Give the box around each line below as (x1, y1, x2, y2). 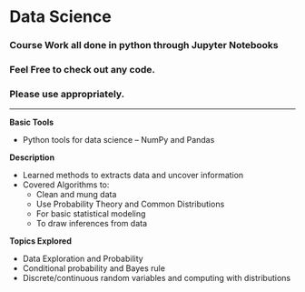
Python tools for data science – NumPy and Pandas (22, 135, 215, 146)
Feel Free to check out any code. (9, 64, 156, 76)
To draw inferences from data (35, 218, 148, 229)
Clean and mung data (35, 189, 117, 200)
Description (9, 152, 55, 163)
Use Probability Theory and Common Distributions (35, 198, 225, 210)
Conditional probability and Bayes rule (22, 263, 166, 274)
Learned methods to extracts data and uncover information (22, 170, 244, 181)
